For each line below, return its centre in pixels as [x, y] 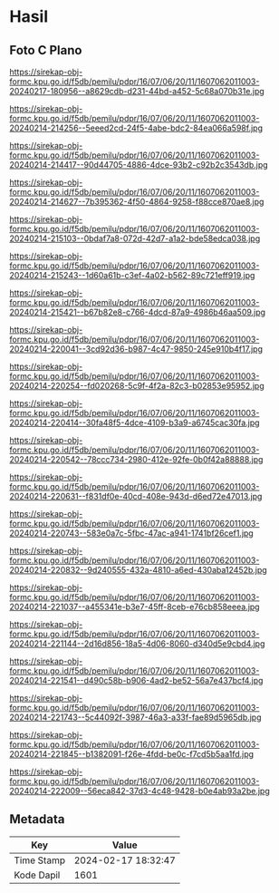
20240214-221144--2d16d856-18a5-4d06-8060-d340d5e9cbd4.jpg [137, 644]
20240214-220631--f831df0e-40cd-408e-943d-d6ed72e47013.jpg [136, 496]
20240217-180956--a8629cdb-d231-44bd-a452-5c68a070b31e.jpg [137, 91]
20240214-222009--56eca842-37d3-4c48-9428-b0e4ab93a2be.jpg [139, 791]
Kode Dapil [37, 875]
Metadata [37, 819]
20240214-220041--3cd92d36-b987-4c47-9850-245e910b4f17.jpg [136, 349]
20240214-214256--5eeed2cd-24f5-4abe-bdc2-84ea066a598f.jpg [136, 128]
